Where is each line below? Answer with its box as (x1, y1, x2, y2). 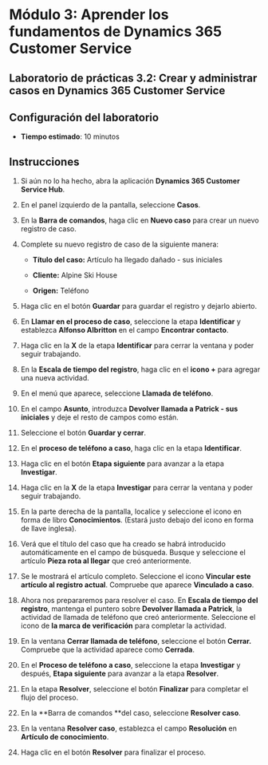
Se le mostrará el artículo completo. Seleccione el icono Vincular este (20, 572, 251, 582)
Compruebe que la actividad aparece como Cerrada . (20, 645, 195, 655)
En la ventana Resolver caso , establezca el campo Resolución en (20, 724, 238, 733)
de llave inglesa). (20, 524, 77, 534)
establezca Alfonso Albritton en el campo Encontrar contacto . (20, 325, 229, 335)
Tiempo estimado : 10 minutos (20, 132, 120, 141)
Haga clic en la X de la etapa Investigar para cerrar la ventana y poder (20, 483, 254, 492)
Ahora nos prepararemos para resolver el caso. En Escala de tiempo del (20, 596, 258, 605)
